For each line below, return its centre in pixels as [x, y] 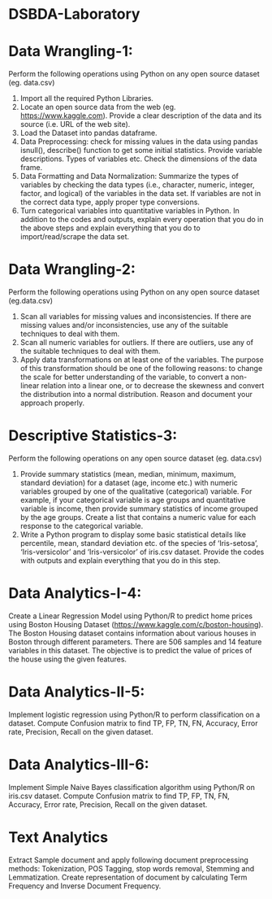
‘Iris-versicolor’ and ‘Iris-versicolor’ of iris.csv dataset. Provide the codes [142, 552]
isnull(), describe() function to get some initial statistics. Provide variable [141, 151]
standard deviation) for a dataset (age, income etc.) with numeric [129, 482]
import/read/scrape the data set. [75, 237]
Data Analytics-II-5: [77, 692]
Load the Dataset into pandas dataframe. [89, 133]
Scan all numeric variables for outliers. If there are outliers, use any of [137, 343]
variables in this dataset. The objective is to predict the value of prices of [130, 650]
